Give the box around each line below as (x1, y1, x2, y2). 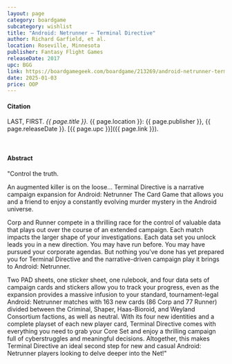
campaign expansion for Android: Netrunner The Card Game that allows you (7, 190, 224, 198)
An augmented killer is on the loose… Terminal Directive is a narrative (7, 182, 204, 191)
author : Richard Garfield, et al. (7, 36, 107, 43)
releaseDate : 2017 (7, 55, 60, 62)
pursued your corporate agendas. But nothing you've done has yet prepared (7, 247, 224, 256)
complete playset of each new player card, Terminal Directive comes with (7, 319, 216, 328)
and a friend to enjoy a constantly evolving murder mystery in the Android (7, 198, 217, 206)
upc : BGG (7, 61, 32, 68)
